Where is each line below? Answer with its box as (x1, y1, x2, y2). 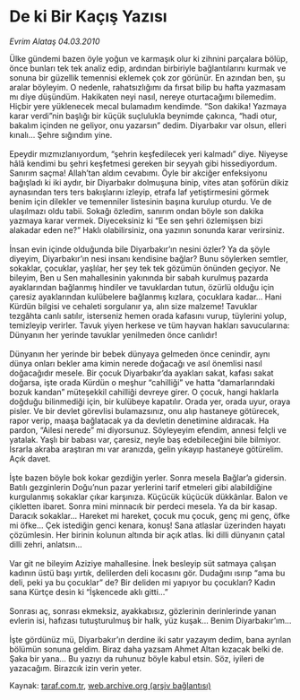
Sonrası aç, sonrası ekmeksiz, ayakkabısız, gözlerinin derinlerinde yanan (9, 605, 277, 616)
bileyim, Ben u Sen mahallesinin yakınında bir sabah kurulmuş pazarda (9, 272, 269, 283)
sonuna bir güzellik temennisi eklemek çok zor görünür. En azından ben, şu (9, 72, 286, 82)
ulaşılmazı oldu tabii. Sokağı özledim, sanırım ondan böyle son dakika (9, 205, 264, 216)
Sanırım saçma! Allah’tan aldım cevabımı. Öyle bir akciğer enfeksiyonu (9, 168, 268, 178)
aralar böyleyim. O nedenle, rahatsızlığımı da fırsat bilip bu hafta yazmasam (9, 82, 287, 92)
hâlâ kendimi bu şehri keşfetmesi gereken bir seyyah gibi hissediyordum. (9, 158, 278, 169)
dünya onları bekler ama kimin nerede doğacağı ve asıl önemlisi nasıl (9, 358, 262, 368)
